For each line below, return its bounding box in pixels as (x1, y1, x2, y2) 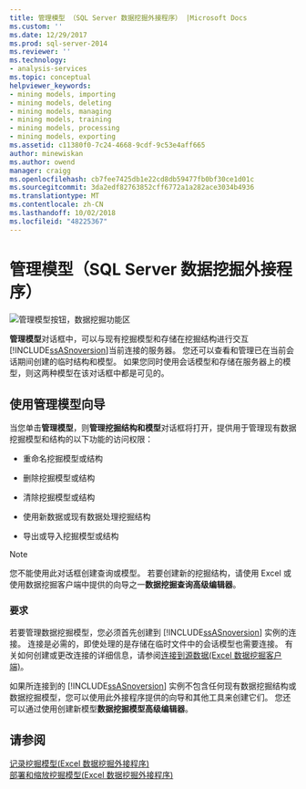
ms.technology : (9, 56, 67, 65)
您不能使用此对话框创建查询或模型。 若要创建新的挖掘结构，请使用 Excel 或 (9, 567, 292, 579)
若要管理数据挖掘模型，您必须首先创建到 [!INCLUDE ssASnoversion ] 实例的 (9, 627, 289, 638)
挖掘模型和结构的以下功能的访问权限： (9, 434, 153, 445)
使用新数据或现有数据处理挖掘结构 (22, 512, 151, 523)
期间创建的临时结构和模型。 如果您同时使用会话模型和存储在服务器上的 (16, 356, 283, 367)
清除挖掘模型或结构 (22, 492, 96, 503)
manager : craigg (9, 166, 71, 175)
